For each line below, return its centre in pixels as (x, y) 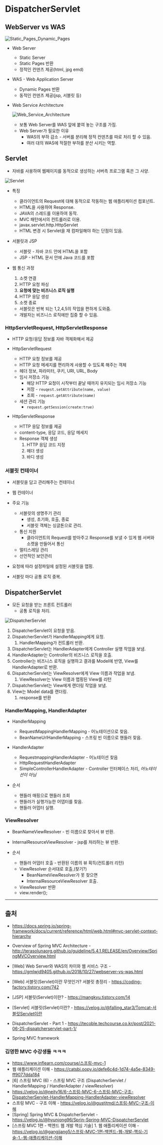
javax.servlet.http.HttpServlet (49, 225)
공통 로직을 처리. (35, 611)
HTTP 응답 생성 (34, 296)
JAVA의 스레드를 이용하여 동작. (49, 213)
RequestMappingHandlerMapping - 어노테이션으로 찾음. (74, 731)
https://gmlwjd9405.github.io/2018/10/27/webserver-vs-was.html (77, 971)
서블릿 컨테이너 (22, 471)
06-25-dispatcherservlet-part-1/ (44, 1028)
